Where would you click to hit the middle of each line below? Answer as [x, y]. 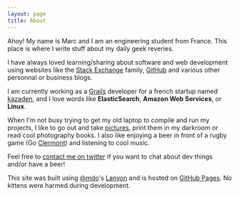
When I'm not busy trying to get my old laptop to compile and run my [108, 120]
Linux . [17, 106]
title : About [27, 21]
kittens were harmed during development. [69, 185]
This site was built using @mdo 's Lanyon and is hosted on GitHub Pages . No [119, 178]
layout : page [27, 14]
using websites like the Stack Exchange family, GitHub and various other [114, 70]
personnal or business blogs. [50, 77]
